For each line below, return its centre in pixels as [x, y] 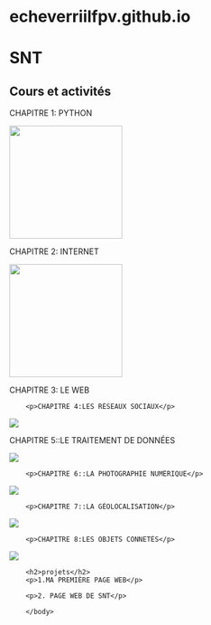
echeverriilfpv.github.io [100, 17]
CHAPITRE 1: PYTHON [51, 113]
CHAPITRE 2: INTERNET [54, 251]
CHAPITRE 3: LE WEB [50, 390]
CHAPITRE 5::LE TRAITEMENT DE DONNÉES [92, 440]
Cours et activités [60, 91]
